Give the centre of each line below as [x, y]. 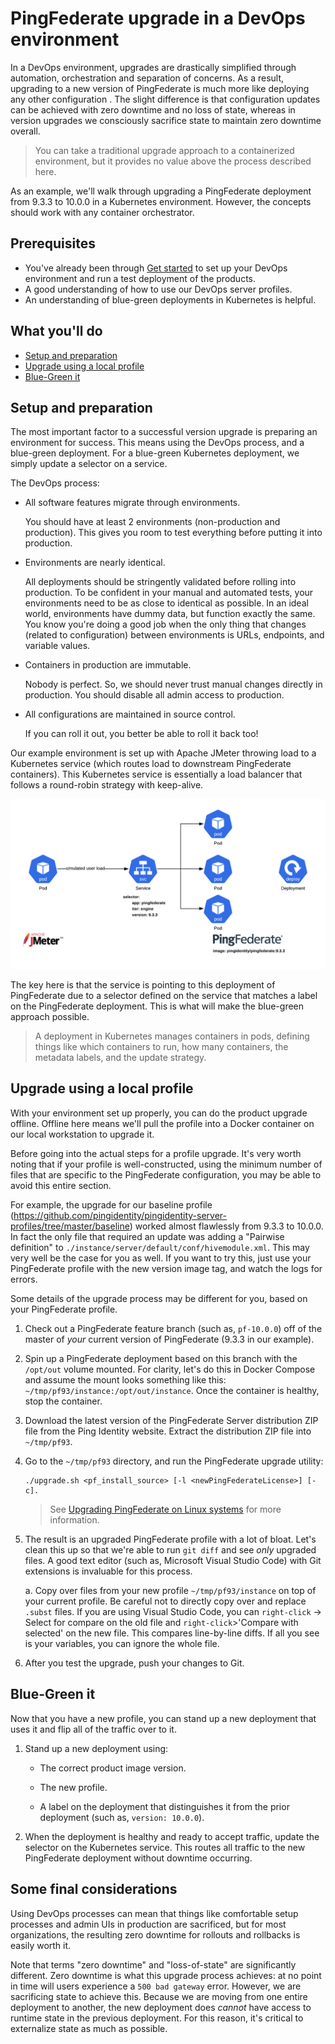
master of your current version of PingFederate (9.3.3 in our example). [169, 1339]
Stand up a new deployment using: [96, 1748]
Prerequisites [53, 243]
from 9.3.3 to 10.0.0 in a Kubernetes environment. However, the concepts [161, 201]
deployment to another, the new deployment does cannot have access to [161, 2007]
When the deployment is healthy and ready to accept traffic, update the [172, 1836]
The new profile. [73, 1787]
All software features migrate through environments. [132, 503]
